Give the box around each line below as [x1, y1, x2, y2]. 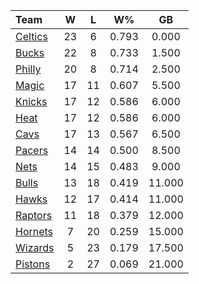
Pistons [15, 257, 51, 271]
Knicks [15, 95, 48, 108]
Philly [15, 62, 42, 76]
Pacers [15, 144, 49, 157]
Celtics [15, 30, 48, 43]
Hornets [15, 225, 54, 238]
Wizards [15, 241, 55, 254]
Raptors [15, 209, 53, 222]
